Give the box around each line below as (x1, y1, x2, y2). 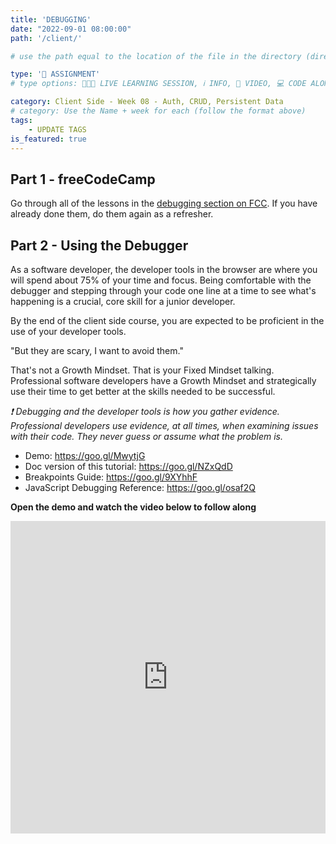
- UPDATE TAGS (28, 124, 87, 135)
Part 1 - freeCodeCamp (10, 171, 156, 188)
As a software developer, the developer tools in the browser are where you (10, 264, 318, 275)
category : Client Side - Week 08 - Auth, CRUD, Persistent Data (10, 97, 284, 107)
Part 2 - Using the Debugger (10, 237, 189, 254)
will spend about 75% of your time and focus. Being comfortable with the (10, 274, 312, 286)
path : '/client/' (10, 33, 83, 43)
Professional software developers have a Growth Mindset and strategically (10, 375, 317, 386)
